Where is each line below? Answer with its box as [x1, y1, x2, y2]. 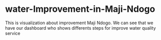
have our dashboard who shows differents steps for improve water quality [5, 25, 156, 31]
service [5, 30, 21, 36]
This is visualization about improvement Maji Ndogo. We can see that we [5, 20, 154, 26]
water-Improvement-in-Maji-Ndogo [5, 3, 155, 15]
